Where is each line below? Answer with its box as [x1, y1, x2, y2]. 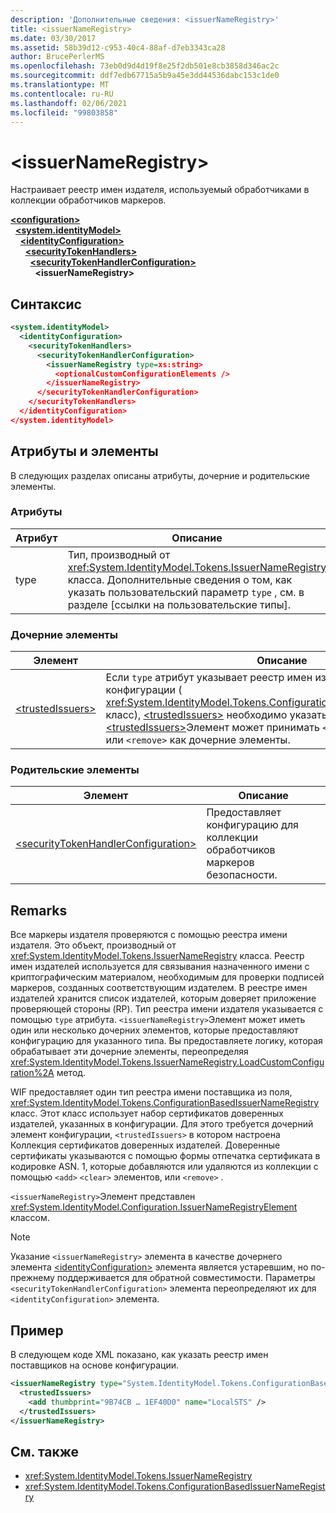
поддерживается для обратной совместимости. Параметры [56, 1272, 316, 1284]
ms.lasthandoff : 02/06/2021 [10, 98, 128, 108]
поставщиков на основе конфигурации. [10, 1359, 180, 1371]
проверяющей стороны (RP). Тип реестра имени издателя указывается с [10, 1003, 324, 1015]
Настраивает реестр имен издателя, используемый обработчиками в [10, 184, 310, 196]
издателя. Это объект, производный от [10, 939, 177, 951]
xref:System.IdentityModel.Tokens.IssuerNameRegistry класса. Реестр [10, 950, 305, 962]
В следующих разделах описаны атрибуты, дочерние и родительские [10, 469, 311, 481]
